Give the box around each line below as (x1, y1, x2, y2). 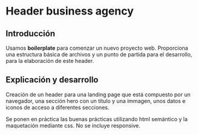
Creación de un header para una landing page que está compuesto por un (5, 91, 191, 98)
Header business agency (5, 4, 134, 18)
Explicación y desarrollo (5, 74, 99, 85)
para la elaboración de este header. (5, 58, 94, 64)
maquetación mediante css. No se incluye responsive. (5, 122, 140, 129)
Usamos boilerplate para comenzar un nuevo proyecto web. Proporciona (5, 44, 188, 51)
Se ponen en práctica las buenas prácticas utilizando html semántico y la (5, 115, 188, 122)
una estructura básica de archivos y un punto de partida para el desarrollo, (5, 51, 193, 58)
